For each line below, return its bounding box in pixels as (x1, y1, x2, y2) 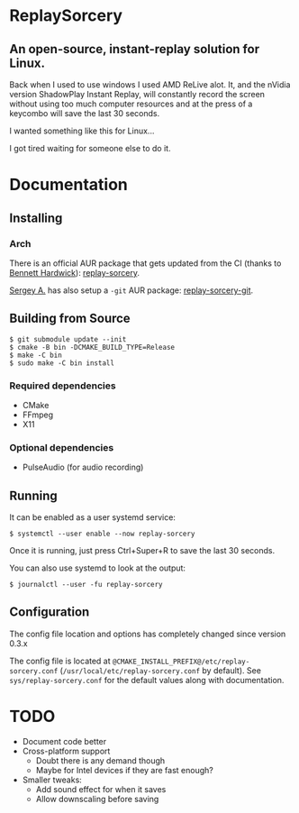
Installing (9, 210, 63, 225)
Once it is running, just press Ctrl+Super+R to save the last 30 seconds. (9, 545, 276, 556)
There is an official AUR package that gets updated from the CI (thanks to (9, 258, 282, 269)
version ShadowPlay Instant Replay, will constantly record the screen (9, 89, 266, 99)
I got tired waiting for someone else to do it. (9, 143, 171, 153)
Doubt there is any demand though (35, 754, 166, 766)
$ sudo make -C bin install (9, 358, 115, 368)
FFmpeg (22, 409, 54, 420)
